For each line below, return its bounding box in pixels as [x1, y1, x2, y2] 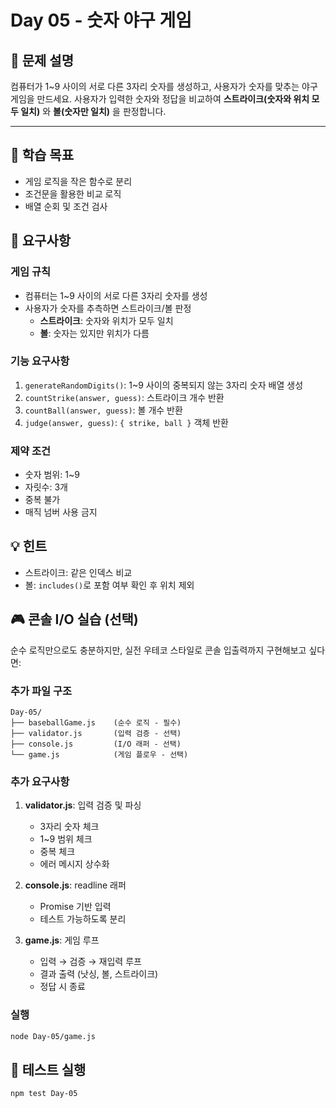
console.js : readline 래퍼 [24, 879, 127, 891]
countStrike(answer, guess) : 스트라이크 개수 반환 [24, 391, 225, 403]
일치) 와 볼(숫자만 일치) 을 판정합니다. [20, 106, 167, 117]
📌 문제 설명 [10, 52, 75, 69]
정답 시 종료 [39, 981, 86, 993]
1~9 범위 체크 [39, 833, 93, 845]
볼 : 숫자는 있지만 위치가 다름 [39, 327, 150, 339]
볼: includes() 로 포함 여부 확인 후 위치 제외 [24, 579, 195, 591]
